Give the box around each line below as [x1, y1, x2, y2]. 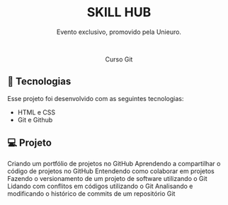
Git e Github [17, 115, 53, 124]
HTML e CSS [17, 107, 56, 117]
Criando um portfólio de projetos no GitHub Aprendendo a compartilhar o [7, 159, 221, 168]
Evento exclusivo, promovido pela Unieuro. [56, 28, 182, 36]
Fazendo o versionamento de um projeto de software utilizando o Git [7, 174, 207, 182]
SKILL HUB [86, 4, 152, 20]
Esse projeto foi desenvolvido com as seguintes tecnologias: [7, 94, 184, 102]
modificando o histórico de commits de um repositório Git [7, 189, 176, 198]
